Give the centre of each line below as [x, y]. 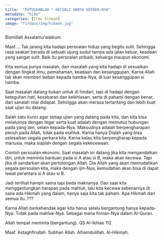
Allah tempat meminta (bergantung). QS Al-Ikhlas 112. [59, 223]
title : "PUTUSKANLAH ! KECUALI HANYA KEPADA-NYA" [58, 10]
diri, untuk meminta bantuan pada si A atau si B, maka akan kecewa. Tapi [79, 158]
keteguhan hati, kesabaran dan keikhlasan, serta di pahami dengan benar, [80, 97]
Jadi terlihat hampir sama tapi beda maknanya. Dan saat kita [66, 183]
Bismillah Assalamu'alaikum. [34, 37]
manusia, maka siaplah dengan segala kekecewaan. [57, 143]
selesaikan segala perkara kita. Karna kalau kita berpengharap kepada [76, 138]
